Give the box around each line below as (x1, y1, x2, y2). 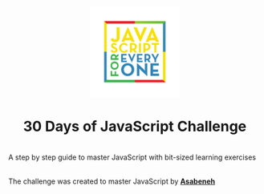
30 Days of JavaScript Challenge (22, 118, 247, 135)
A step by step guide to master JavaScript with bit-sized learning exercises (8, 152, 257, 162)
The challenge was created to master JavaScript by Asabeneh (8, 176, 215, 186)
